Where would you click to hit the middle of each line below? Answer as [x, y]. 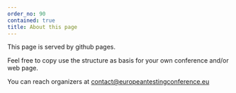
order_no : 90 [27, 14]
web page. [23, 68]
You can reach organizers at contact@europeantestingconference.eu [108, 82]
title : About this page [43, 27]
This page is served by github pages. [61, 47]
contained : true [31, 20]
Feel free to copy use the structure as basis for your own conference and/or [118, 61]
